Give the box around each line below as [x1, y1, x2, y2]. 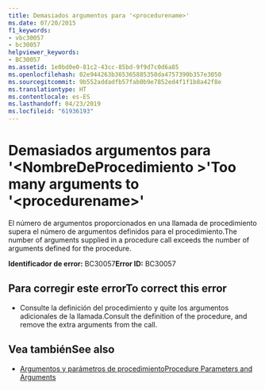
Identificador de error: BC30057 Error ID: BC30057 [8, 258, 176, 268]
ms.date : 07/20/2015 [8, 19, 77, 27]
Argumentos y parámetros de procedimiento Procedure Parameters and [19, 364, 253, 373]
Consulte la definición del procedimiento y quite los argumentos [19, 303, 229, 312]
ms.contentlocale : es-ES [8, 93, 90, 101]
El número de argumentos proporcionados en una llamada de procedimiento [8, 218, 258, 227]
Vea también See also [8, 342, 115, 357]
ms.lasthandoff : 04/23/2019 [8, 100, 102, 108]
